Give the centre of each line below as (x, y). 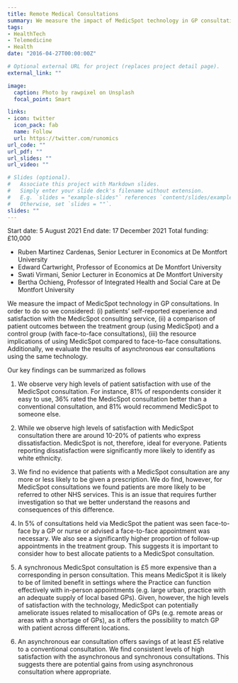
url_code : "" (27, 145)
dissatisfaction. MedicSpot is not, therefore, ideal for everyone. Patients (122, 443)
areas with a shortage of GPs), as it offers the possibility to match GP (118, 620)
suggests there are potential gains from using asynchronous (105, 665)
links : (17, 112)
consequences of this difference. (66, 510)
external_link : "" (34, 73)
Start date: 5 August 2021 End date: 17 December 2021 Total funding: (108, 231)
